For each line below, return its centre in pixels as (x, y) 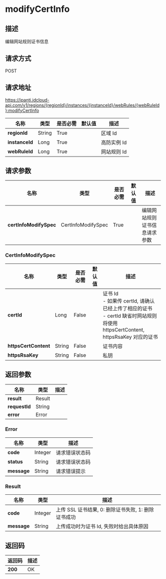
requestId (19, 406)
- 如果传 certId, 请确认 (129, 301)
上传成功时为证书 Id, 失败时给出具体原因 (102, 526)
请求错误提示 (71, 471)
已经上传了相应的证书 (128, 308)
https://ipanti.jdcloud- (27, 100)
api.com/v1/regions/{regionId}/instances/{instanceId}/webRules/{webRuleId (82, 105)
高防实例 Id (114, 142)
